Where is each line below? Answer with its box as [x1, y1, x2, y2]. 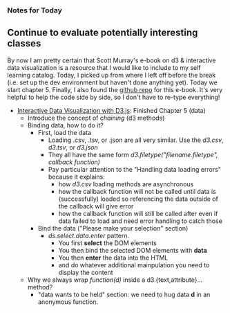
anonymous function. [37, 297, 99, 306]
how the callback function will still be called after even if [58, 209, 218, 217]
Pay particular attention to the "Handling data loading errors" [48, 165, 221, 173]
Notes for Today [7, 6, 62, 15]
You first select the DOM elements [58, 238, 157, 247]
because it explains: [48, 172, 105, 181]
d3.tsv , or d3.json [48, 143, 98, 151]
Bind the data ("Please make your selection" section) [37, 224, 189, 232]
